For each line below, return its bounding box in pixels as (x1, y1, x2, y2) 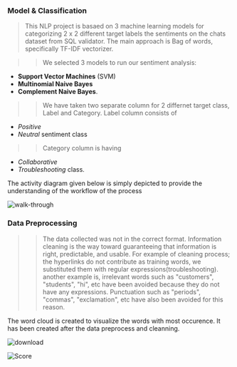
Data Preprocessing (7, 218, 78, 228)
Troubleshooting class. (17, 165, 85, 174)
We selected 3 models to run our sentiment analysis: (42, 58, 197, 67)
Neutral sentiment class (17, 130, 88, 139)
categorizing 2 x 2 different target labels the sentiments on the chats (24, 29, 226, 38)
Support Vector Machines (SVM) (17, 72, 116, 81)
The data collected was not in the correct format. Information (42, 234, 222, 243)
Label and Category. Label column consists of (42, 109, 178, 118)
